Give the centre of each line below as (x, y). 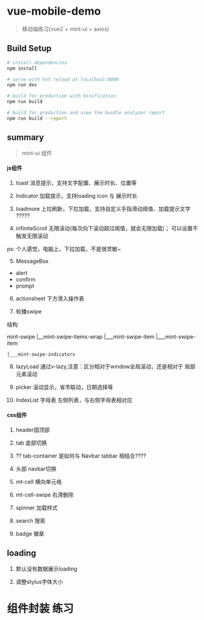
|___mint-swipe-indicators (41, 354)
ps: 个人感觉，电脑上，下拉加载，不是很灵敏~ (64, 249)
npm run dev (22, 85)
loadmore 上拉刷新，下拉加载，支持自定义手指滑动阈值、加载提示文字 (103, 208)
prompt (25, 286)
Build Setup (29, 49)
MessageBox (32, 261)
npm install (22, 68)
